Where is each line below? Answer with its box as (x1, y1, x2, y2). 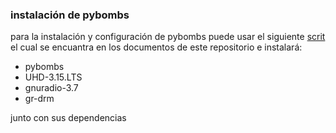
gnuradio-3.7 (24, 82, 79, 94)
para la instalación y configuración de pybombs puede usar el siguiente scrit (10, 31, 326, 43)
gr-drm (24, 93, 55, 105)
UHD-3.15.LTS (24, 71, 83, 83)
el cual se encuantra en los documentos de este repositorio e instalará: (10, 41, 303, 53)
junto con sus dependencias (10, 112, 127, 124)
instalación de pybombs (10, 8, 130, 22)
